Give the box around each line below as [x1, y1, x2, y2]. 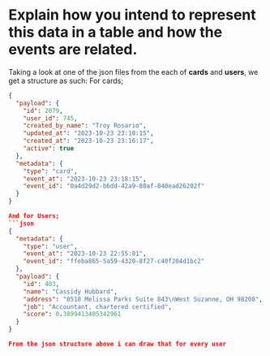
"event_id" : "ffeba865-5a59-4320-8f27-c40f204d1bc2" [23, 258, 205, 266]
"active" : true [23, 145, 75, 153]
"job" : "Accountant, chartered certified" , [23, 302, 173, 310]
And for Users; [8, 212, 60, 220]
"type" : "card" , [23, 167, 79, 176]
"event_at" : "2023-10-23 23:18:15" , [23, 175, 148, 183]
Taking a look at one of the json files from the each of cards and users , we [8, 67, 259, 76]
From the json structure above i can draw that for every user [8, 340, 227, 349]
